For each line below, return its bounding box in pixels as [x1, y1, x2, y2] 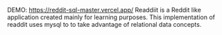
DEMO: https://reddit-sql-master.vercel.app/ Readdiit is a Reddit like [7, 6, 201, 14]
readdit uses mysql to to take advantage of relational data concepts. [7, 21, 202, 28]
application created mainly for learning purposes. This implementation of [7, 13, 215, 21]
